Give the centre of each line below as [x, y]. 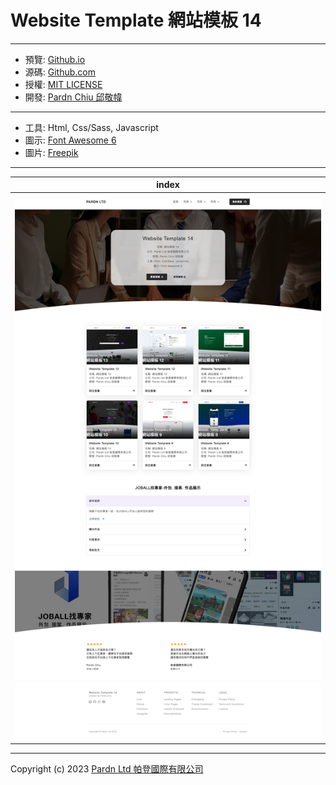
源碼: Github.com [60, 72]
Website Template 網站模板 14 [136, 20]
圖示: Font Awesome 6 [70, 140]
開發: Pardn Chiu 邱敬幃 [73, 97]
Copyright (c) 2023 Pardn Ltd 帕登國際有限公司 [107, 768]
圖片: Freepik [51, 152]
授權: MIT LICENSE [63, 84]
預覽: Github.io [55, 59]
